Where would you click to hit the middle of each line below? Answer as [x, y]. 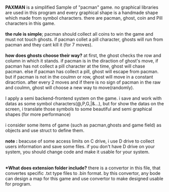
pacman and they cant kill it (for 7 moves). [49, 45]
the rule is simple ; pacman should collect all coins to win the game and [79, 34]
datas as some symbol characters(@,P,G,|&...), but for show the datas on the [84, 104]
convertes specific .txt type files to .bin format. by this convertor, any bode [83, 173]
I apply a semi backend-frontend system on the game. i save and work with [83, 98]
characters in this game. [30, 23]
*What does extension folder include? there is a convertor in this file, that [83, 168]
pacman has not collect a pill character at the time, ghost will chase [75, 66]
